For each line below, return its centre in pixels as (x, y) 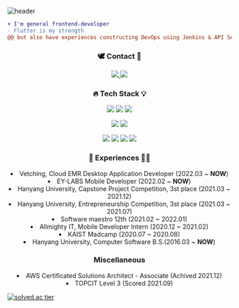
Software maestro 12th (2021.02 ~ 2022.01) (124, 219)
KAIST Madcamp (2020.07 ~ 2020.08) (123, 234)
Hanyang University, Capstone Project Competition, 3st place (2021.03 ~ (124, 188)
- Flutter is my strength (46, 31)
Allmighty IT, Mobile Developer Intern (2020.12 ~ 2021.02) (124, 226)
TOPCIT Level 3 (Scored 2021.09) (124, 283)
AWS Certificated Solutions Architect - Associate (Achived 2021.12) (124, 275)
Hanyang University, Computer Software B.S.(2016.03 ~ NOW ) (124, 242)
